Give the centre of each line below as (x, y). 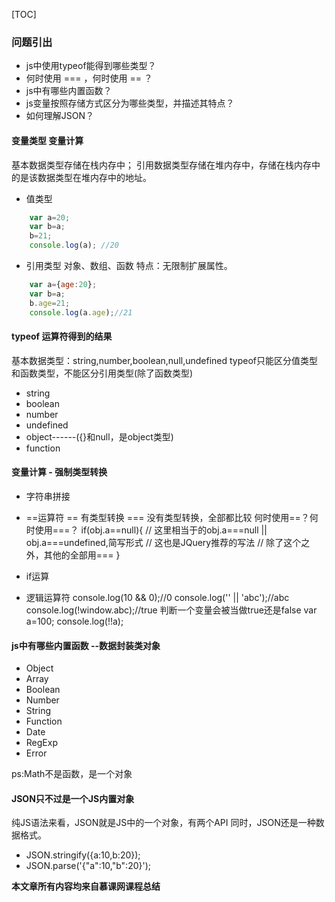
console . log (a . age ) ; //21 (81, 312)
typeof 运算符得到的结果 (62, 336)
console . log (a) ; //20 (74, 245)
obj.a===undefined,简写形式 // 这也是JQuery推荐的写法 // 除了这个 (163, 542)
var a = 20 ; (50, 217)
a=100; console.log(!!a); (74, 621)
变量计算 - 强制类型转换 (59, 472)
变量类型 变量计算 (47, 140)
